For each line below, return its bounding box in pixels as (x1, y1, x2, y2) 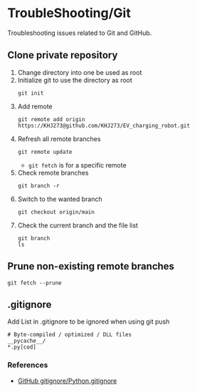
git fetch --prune (7, 279, 62, 287)
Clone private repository (7, 49, 118, 61)
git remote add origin (17, 115, 85, 123)
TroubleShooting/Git (7, 5, 132, 21)
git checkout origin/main (17, 208, 95, 215)
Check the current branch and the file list (17, 221, 139, 229)
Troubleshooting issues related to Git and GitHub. (7, 29, 152, 37)
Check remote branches (17, 168, 89, 177)
